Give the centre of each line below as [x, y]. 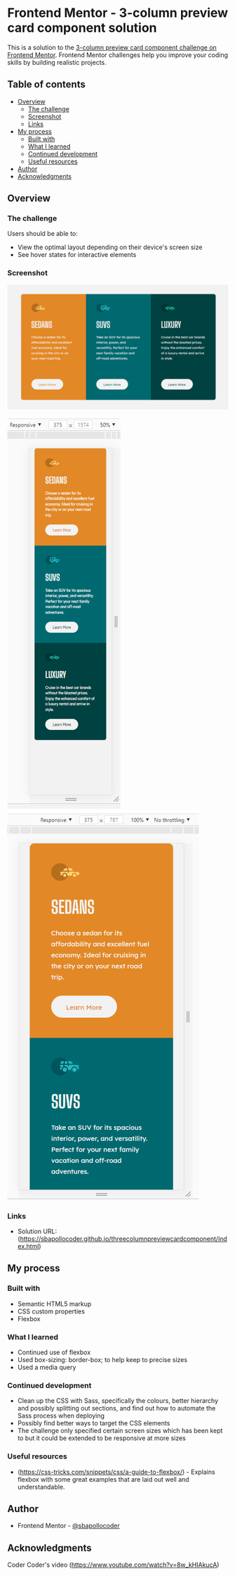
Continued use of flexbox [54, 1352]
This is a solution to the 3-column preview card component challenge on [112, 47]
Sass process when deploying [61, 1416]
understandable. [41, 1487]
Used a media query [47, 1367]
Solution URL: [37, 1231]
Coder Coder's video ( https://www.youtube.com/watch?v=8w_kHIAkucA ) [113, 1565]
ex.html [28, 1247]
